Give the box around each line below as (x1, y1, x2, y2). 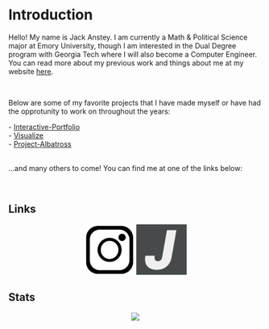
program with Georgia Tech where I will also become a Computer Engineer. (8, 49, 258, 59)
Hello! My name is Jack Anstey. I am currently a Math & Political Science (8, 32, 248, 42)
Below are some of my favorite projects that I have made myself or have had (8, 98, 262, 107)
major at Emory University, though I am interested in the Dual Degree (8, 40, 237, 50)
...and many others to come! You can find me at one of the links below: (8, 163, 243, 173)
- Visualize (8, 131, 44, 140)
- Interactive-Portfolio (8, 122, 81, 131)
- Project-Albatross (8, 139, 72, 148)
